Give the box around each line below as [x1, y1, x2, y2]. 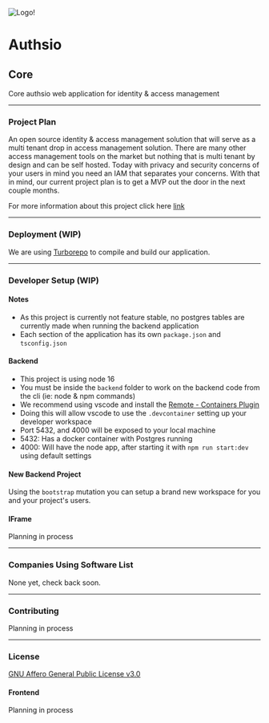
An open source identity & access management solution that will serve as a [8, 135, 256, 144]
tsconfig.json [19, 339, 67, 347]
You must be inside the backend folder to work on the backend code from [19, 382, 260, 392]
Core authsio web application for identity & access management [8, 89, 220, 98]
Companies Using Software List [8, 559, 134, 571]
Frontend [8, 687, 40, 697]
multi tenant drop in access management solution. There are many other [8, 143, 247, 152]
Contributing [8, 605, 59, 616]
